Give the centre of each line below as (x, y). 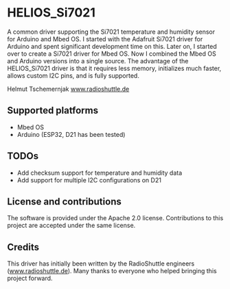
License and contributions (64, 201)
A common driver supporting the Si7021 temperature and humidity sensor (111, 32)
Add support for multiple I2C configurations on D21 (89, 180)
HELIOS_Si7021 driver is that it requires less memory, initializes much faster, (114, 68)
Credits (23, 247)
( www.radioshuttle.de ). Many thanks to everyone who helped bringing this (112, 271)
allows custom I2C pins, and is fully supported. (73, 75)
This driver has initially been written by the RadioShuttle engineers (101, 264)
